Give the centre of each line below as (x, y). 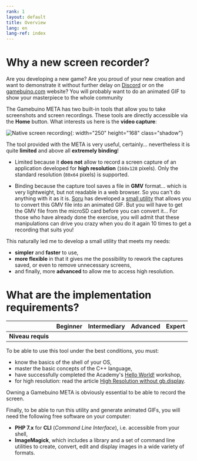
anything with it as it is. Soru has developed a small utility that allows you (103, 198)
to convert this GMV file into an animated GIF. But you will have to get (98, 205)
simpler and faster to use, (46, 253)
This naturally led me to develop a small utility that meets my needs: (88, 241)
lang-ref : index (26, 34)
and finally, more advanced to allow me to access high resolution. (94, 271)
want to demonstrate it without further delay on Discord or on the (85, 85)
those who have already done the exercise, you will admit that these (97, 217)
